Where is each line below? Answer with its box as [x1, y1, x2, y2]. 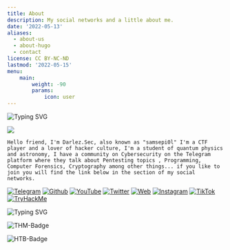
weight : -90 [32, 81, 67, 88]
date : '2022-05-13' [7, 23, 63, 30]
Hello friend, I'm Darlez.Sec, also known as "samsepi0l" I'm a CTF [7, 139, 208, 146]
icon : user [43, 94, 76, 101]
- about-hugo [13, 42, 51, 49]
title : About [7, 10, 45, 17]
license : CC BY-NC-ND [7, 55, 70, 62]
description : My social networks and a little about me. [7, 17, 174, 23]
